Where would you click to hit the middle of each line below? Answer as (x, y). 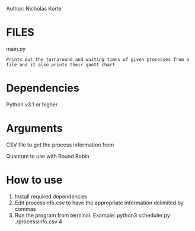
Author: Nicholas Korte (34, 9)
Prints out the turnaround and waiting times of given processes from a (98, 59)
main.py (16, 48)
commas (25, 209)
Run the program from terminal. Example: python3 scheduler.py (92, 215)
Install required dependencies (51, 196)
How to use (34, 180)
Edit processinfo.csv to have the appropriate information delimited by (99, 203)
